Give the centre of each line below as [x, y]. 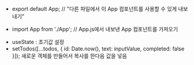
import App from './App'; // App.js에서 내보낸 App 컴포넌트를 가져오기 [95, 29]
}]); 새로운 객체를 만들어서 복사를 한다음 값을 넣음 [69, 56]
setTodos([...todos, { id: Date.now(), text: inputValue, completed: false [98, 49]
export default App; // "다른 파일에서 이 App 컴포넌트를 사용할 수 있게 [94, 9]
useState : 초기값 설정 [38, 42]
